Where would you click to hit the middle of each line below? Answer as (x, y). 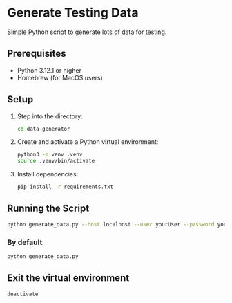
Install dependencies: (48, 174)
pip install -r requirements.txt (65, 187)
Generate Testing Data (73, 13)
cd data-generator (43, 129)
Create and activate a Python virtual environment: (88, 142)
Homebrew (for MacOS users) (60, 77)
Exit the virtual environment (68, 278)
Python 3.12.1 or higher (49, 70)
